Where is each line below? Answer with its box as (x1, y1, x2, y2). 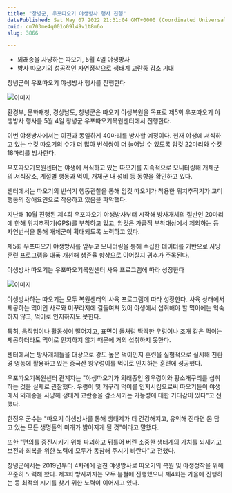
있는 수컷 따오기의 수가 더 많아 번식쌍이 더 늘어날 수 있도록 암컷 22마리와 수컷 (14, 140, 222, 149)
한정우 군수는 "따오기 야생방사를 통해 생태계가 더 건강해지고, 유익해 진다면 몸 (7, 415, 213, 423)
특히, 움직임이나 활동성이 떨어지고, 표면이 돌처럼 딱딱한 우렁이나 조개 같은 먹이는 (7, 327, 223, 336)
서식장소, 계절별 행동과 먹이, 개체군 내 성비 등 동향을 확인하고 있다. (14, 172, 193, 181)
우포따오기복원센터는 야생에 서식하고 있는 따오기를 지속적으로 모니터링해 (7, 163, 202, 172)
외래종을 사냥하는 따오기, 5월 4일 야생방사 (17, 55, 130, 64)
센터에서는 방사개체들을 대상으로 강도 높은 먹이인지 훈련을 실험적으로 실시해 (7, 350, 211, 359)
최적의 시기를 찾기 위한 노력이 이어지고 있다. (21, 478, 140, 487)
